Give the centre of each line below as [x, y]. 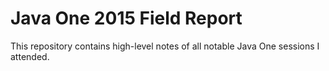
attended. [30, 56]
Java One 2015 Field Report [126, 18]
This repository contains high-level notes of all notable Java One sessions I [165, 46]
